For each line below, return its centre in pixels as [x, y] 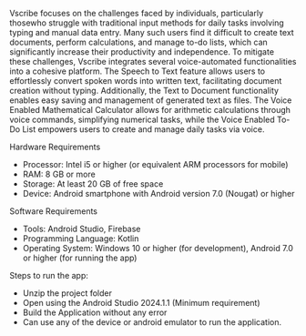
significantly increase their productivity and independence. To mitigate [142, 52]
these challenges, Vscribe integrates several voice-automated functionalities [153, 61]
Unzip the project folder [67, 293]
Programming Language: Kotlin [81, 239]
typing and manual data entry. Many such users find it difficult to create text [152, 32]
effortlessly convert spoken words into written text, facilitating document [146, 81]
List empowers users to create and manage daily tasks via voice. [143, 129]
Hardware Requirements [55, 147]
